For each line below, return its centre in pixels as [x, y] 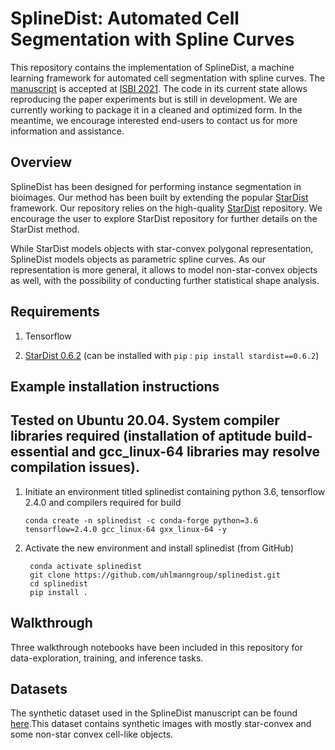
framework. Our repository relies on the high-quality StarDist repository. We [166, 208]
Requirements [55, 312]
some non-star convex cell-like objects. [92, 734]
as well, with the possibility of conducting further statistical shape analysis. [165, 280]
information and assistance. [67, 131]
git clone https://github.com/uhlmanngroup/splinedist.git [155, 575]
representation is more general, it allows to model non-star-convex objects [164, 269]
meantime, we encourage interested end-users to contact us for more [154, 120]
